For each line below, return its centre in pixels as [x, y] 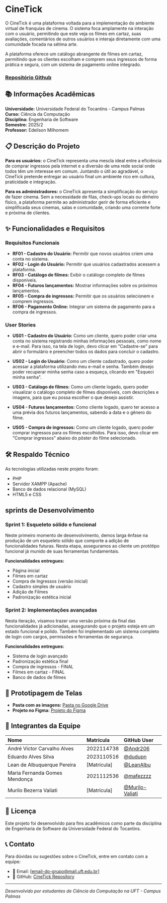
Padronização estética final [40, 661]
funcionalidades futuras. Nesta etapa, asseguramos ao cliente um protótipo [83, 546]
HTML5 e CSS [27, 495]
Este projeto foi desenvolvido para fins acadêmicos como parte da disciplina [83, 823]
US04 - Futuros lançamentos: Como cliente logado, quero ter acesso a [86, 407]
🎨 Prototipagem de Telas [44, 693]
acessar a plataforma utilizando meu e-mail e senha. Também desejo [83, 367]
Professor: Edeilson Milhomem [37, 130]
